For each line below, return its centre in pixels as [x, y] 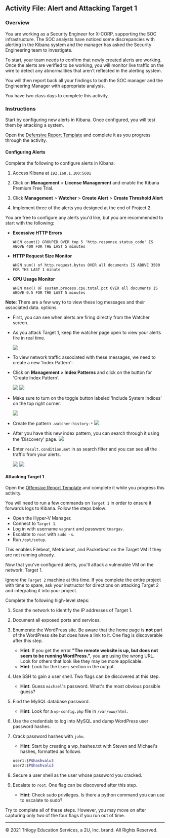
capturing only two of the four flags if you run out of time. [65, 816]
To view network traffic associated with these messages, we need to [84, 357]
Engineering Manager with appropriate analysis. [55, 86]
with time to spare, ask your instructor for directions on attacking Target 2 [82, 585]
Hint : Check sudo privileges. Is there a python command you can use [92, 795]
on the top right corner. [37, 404]
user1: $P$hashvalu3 [33, 761]
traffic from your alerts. [37, 454]
